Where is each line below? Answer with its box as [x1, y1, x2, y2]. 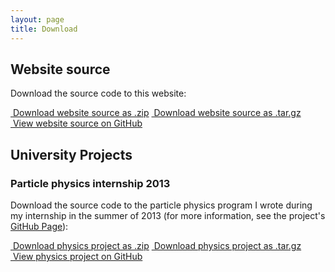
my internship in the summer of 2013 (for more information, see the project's [10, 210, 326, 221]
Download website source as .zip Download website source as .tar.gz [12, 107, 302, 119]
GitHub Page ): [10, 221, 69, 232]
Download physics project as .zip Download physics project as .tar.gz [12, 240, 302, 251]
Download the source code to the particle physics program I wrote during [10, 199, 313, 211]
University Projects [10, 146, 133, 163]
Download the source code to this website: [10, 87, 187, 100]
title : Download [10, 24, 78, 34]
